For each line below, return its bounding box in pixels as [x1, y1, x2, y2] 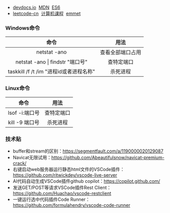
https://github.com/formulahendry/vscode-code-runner [12, 202, 131, 208]
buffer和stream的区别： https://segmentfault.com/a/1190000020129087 [12, 148, 164, 154]
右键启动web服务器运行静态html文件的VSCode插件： [12, 166, 125, 172]
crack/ [12, 160, 27, 166]
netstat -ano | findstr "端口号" [15, 58, 88, 66]
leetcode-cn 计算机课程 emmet [12, 10, 81, 16]
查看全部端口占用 [100, 49, 142, 56]
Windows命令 [5, 24, 40, 31]
